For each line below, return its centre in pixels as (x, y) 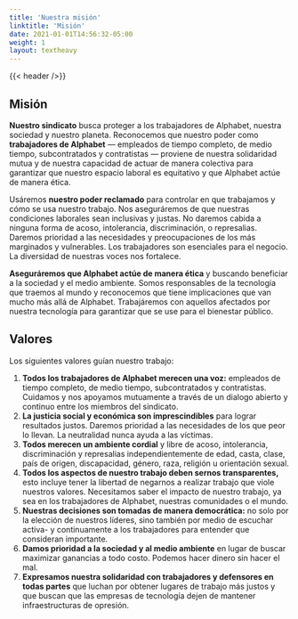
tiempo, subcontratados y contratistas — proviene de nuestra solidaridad (143, 153)
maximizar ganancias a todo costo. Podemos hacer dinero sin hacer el (151, 558)
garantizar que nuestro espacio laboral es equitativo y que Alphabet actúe (145, 172)
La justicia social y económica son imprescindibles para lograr (139, 416)
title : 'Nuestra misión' (55, 17)
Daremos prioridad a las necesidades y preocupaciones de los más (133, 237)
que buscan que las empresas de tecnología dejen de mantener (139, 595)
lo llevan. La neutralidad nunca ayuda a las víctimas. (117, 435)
